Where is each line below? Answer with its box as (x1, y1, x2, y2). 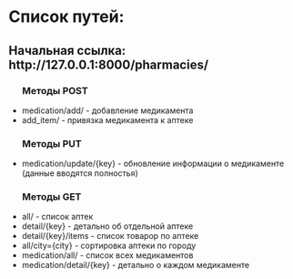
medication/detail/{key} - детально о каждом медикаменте (21, 260, 250, 271)
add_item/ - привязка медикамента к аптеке (21, 114, 194, 125)
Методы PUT (21, 137, 83, 150)
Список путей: (8, 6, 125, 27)
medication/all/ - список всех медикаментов (21, 250, 194, 261)
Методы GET (21, 191, 82, 203)
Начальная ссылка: (8, 43, 126, 58)
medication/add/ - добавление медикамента (21, 105, 194, 116)
